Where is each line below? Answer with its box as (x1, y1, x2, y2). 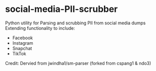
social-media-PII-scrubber (5, 3, 118, 15)
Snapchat (12, 45, 32, 51)
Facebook (12, 35, 33, 41)
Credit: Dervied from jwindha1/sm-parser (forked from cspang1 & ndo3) (5, 60, 152, 66)
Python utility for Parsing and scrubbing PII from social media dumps (5, 20, 146, 26)
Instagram (12, 40, 33, 46)
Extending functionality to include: (5, 25, 76, 31)
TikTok (12, 51, 26, 57)
